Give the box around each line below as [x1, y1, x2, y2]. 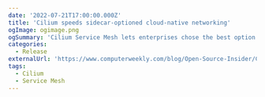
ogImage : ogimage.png [8, 26, 80, 34]
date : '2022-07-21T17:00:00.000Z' [8, 11, 122, 20]
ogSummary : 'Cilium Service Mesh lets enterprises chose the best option [8, 33, 256, 41]
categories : [8, 41, 47, 48]
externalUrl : [8, 56, 51, 63]
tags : [8, 63, 26, 70]
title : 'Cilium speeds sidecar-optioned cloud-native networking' [8, 19, 231, 27]
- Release [15, 48, 47, 56]
